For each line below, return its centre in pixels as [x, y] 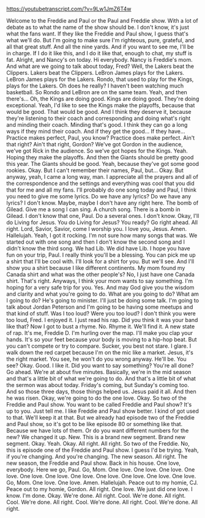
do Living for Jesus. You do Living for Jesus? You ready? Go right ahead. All [102, 222]
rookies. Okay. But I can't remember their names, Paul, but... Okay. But [95, 170]
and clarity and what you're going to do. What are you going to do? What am [102, 294]
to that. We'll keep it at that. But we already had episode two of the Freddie [100, 418]
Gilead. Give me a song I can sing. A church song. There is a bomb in [93, 209]
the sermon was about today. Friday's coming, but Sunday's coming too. [98, 385]
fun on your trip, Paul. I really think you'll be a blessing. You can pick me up [101, 255]
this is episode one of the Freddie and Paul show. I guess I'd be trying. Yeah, [102, 450]
